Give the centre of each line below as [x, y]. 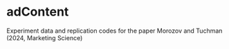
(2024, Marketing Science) [45, 37]
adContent [38, 12]
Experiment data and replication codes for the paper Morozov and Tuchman [114, 31]
